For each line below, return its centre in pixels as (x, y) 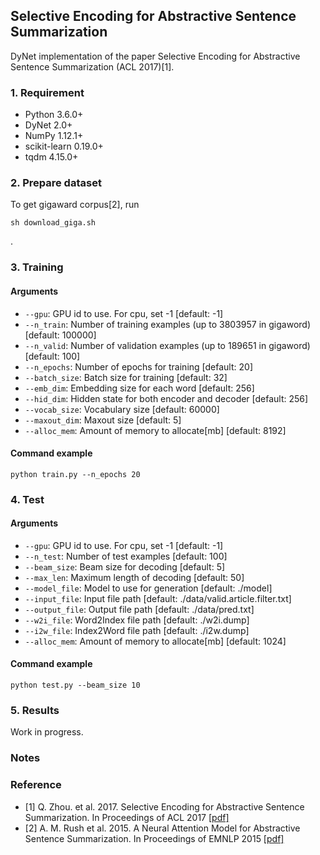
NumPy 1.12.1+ (54, 136)
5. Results (35, 710)
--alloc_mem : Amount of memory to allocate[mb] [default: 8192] (155, 430)
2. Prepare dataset (56, 183)
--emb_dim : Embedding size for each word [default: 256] (139, 388)
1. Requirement (47, 92)
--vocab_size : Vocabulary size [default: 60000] (122, 409)
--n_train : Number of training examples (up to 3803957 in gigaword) (168, 324)
